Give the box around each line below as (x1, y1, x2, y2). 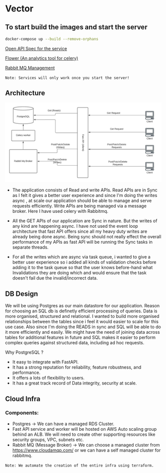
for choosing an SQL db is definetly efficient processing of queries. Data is (5, 308, 158, 314)
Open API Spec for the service (5, 45, 67, 51)
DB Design (5, 289, 38, 298)
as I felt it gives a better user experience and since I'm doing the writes (12, 192, 158, 198)
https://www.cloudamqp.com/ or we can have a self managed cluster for (12, 447, 161, 453)
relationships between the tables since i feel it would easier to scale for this (5, 319, 159, 325)
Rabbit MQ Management (5, 65, 55, 71)
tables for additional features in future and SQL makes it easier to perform (5, 334, 156, 341)
